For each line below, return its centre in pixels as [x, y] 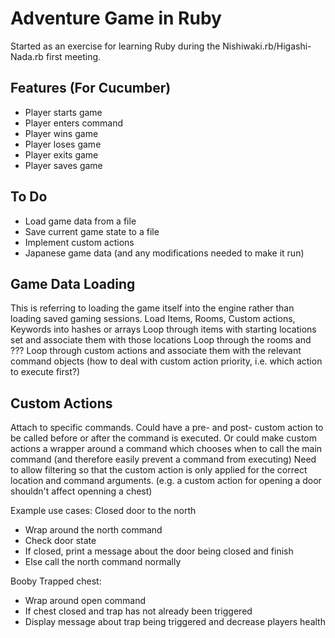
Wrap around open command [85, 601]
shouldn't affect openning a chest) [81, 491]
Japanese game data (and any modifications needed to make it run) [164, 253]
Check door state [60, 541]
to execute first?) [45, 372]
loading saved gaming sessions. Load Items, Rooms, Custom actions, [153, 319]
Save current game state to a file [92, 231]
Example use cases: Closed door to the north [103, 511]
